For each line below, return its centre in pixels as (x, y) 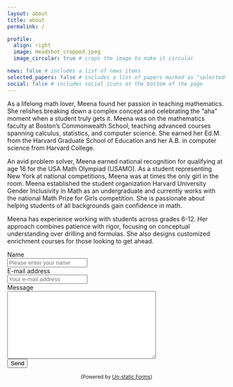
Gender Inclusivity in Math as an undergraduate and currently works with (112, 191)
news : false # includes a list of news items (74, 71)
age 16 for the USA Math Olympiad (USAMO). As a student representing (110, 169)
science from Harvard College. (51, 148)
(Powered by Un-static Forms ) (116, 377)
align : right (32, 46)
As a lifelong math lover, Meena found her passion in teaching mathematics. (115, 103)
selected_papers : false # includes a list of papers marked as (101, 77)
